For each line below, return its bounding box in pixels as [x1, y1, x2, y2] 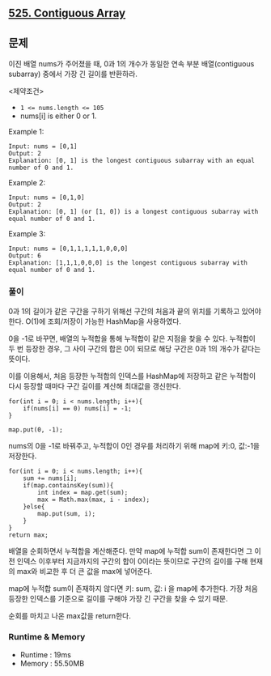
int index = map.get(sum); [37, 488, 129, 496]
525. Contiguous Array [8, 6, 126, 20]
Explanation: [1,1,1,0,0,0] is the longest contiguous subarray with [8, 259, 248, 267]
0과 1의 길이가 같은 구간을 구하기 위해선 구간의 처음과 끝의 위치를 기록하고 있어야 [8, 306, 261, 316]
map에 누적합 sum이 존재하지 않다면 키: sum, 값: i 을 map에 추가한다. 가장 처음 [8, 583, 259, 593]
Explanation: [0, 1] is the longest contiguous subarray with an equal [8, 157, 255, 165]
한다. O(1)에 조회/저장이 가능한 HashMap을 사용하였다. [8, 316, 182, 326]
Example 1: [8, 127, 44, 137]
